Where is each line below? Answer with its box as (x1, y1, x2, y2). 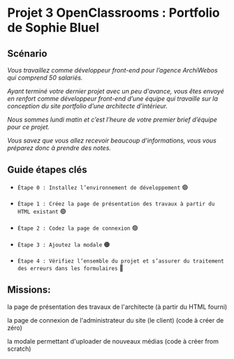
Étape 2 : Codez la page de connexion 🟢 (17, 224, 138, 232)
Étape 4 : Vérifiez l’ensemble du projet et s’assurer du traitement (17, 257, 225, 265)
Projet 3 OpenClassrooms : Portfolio (7, 5, 220, 21)
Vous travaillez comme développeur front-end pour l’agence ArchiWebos (7, 66, 218, 74)
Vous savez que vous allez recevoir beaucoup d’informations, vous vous (7, 136, 217, 145)
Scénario (7, 47, 47, 59)
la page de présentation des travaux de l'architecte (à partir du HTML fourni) (7, 302, 228, 311)
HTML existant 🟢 (17, 207, 66, 215)
